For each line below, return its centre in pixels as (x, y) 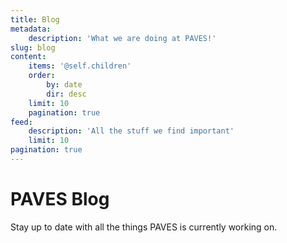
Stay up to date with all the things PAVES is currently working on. (144, 227)
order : (42, 76)
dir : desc (66, 94)
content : (28, 57)
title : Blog (35, 19)
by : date (64, 85)
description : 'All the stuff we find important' (131, 131)
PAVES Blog (60, 199)
